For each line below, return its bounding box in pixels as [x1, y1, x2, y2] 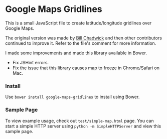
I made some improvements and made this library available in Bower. [5, 50, 147, 56]
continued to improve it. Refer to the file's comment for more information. [5, 40, 156, 46]
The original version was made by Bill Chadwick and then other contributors [5, 35, 162, 41]
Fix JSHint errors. [12, 59, 49, 65]
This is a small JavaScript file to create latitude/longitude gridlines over [5, 20, 152, 26]
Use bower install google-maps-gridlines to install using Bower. [5, 94, 140, 100]
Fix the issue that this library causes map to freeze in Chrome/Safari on [12, 65, 159, 71]
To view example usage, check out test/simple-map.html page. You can [5, 118, 154, 124]
